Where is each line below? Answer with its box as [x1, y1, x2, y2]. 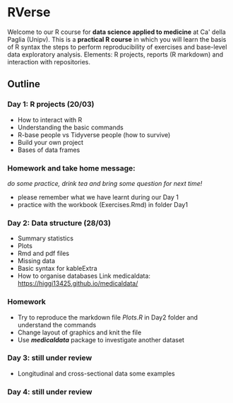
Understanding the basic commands [17, 123, 124, 132]
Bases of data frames [17, 146, 80, 154]
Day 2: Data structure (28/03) [7, 218, 112, 228]
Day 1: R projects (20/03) [7, 100, 95, 110]
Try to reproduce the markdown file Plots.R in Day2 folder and [17, 313, 198, 322]
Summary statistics [17, 234, 74, 243]
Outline [7, 78, 40, 90]
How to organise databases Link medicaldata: [17, 271, 150, 280]
